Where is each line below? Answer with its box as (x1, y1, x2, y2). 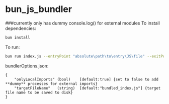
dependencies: (5, 25, 36, 31)
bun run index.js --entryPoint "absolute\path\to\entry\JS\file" (5, 53, 145, 58)
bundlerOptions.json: (5, 62, 49, 68)
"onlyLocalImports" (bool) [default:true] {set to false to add (14, 76, 158, 82)
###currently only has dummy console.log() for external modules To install (5, 20, 160, 26)
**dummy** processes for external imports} (5, 81, 98, 86)
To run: (5, 44, 20, 50)
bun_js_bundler (5, 3, 72, 15)
